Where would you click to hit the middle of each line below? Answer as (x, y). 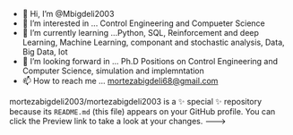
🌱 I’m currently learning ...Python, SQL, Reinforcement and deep (141, 33)
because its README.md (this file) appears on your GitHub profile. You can (142, 111)
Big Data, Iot (45, 52)
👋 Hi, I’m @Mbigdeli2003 (68, 14)
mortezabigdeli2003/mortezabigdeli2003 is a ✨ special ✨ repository (136, 101)
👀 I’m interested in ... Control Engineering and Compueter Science (144, 23)
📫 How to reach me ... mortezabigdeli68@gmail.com (120, 81)
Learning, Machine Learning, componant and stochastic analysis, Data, (153, 42)
